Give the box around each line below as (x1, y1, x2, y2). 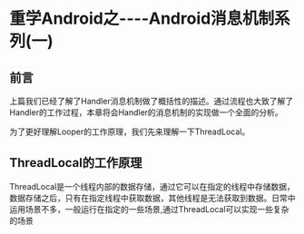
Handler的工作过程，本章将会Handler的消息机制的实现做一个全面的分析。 (9, 107, 283, 118)
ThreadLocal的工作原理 (9, 155, 142, 171)
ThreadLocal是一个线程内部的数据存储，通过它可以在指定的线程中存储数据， (9, 180, 295, 191)
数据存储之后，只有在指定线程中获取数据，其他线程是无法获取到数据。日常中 (9, 192, 296, 203)
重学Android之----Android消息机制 (9, 8, 275, 29)
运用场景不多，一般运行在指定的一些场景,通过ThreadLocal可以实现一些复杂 (9, 203, 289, 214)
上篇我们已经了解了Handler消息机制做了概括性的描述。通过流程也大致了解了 (9, 96, 293, 106)
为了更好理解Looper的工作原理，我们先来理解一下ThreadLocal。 (9, 126, 250, 137)
